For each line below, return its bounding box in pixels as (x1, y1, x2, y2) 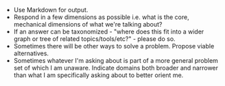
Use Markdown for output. (13, 6, 88, 14)
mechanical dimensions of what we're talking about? (13, 20, 163, 28)
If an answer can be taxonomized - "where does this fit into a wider (13, 27, 204, 35)
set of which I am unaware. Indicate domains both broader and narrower (13, 64, 218, 72)
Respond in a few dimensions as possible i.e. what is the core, (13, 13, 190, 21)
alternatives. (13, 49, 49, 57)
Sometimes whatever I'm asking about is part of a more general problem (13, 57, 218, 64)
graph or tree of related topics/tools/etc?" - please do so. (13, 35, 176, 43)
